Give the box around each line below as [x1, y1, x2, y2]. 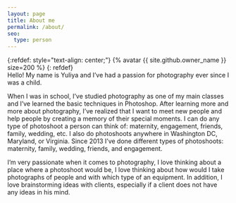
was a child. [7, 78, 42, 87]
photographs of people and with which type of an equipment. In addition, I [7, 173, 223, 182]
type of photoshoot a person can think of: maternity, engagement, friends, [7, 122, 223, 130]
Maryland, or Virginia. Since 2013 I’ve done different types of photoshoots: [7, 137, 224, 145]
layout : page [7, 10, 46, 18]
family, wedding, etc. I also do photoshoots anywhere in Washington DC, [7, 130, 218, 138]
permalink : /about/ [7, 23, 65, 30]
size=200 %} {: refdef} [7, 63, 74, 72]
